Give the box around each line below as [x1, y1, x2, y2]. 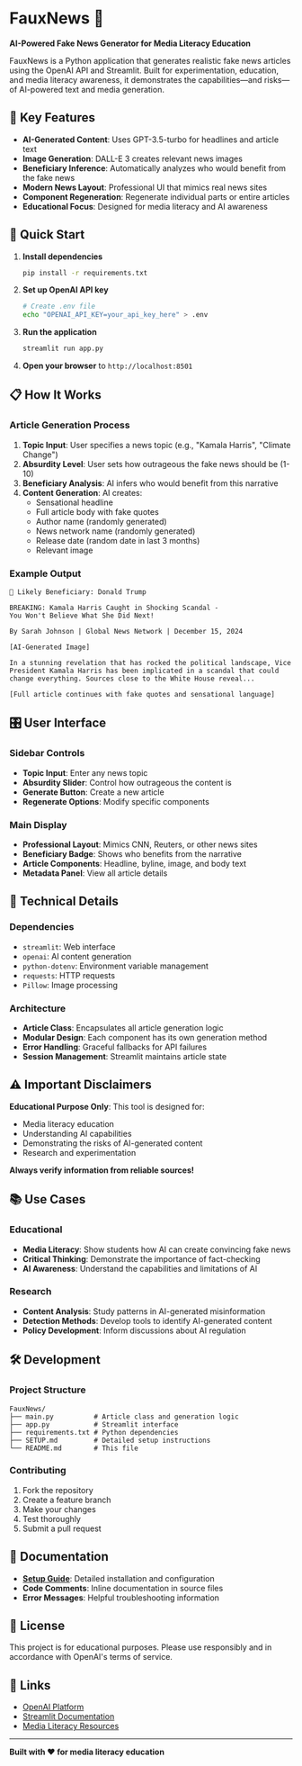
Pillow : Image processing [22, 979, 119, 990]
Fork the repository [22, 1484, 94, 1495]
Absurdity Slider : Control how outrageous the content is [22, 777, 232, 788]
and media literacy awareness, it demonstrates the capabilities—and [9, 74, 262, 85]
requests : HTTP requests [22, 969, 115, 980]
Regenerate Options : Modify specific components [22, 796, 209, 806]
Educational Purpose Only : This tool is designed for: [9, 1101, 205, 1112]
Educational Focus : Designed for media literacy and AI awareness [22, 201, 268, 212]
